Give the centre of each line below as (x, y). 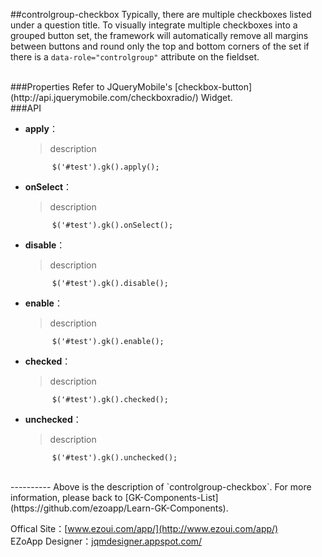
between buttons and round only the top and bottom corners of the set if (160, 46)
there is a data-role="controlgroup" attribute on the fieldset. (135, 57)
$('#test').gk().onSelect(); (112, 225)
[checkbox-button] (213, 87)
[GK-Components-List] (171, 497)
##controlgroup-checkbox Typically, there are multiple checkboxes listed (161, 14)
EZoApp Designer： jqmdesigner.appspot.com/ (106, 541)
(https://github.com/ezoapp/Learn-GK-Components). (119, 508)
